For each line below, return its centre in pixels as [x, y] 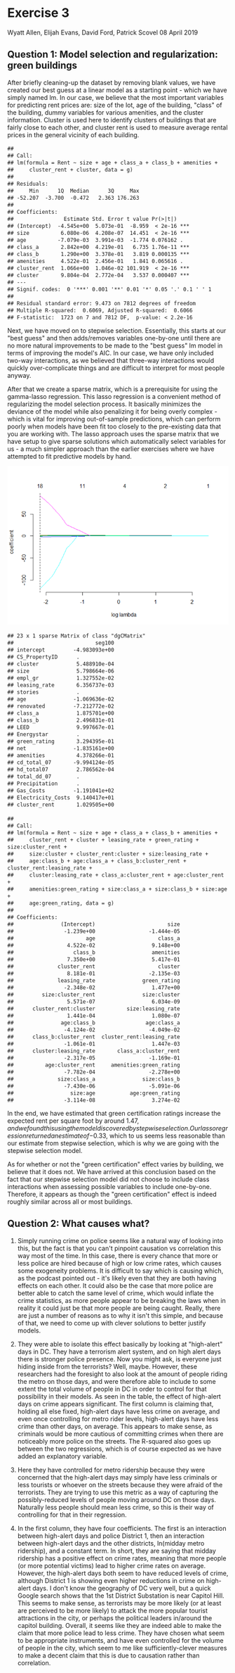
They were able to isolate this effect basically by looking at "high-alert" [120, 1344]
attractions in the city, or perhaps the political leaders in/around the [115, 1618]
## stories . [43, 692]
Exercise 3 [39, 13]
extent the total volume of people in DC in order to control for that [112, 1389]
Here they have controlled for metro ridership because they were [111, 1470]
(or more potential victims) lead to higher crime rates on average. [111, 1565]
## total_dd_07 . [43, 776]
